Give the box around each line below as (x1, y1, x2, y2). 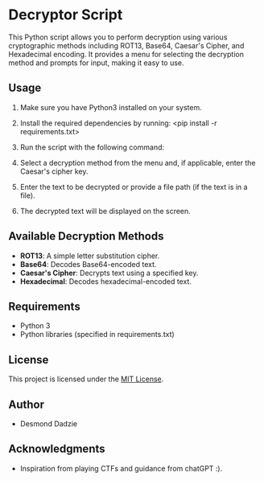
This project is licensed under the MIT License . (8, 374, 164, 384)
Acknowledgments (8, 442, 106, 456)
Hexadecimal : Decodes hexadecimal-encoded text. (19, 276, 192, 286)
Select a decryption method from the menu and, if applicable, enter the (19, 158, 256, 167)
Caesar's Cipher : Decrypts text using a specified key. (19, 268, 199, 277)
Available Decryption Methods (8, 229, 164, 243)
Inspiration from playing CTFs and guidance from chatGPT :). (19, 463, 223, 473)
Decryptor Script (8, 6, 123, 24)
